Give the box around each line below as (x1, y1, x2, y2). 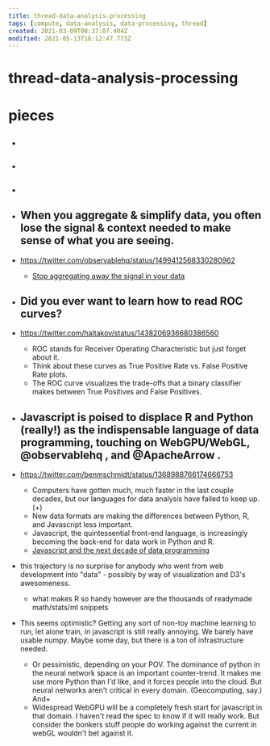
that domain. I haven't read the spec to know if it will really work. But (31, 711, 260, 721)
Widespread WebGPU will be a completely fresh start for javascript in (31, 702, 263, 712)
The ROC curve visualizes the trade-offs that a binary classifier (31, 378, 242, 388)
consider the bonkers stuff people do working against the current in (31, 720, 257, 730)
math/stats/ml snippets (31, 603, 109, 613)
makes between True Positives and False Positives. (31, 387, 202, 397)
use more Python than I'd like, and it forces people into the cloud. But (31, 676, 262, 687)
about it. (31, 352, 60, 362)
